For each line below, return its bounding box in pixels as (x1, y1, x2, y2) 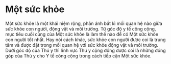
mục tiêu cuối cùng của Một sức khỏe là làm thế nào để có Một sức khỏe (5, 31, 159, 37)
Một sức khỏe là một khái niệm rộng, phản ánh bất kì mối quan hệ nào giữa (5, 20, 162, 26)
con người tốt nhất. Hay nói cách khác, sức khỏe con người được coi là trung (5, 37, 166, 43)
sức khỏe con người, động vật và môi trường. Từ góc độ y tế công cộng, (5, 25, 156, 31)
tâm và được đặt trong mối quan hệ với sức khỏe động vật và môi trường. (5, 42, 158, 48)
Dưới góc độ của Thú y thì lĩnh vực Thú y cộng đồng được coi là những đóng (5, 47, 166, 53)
